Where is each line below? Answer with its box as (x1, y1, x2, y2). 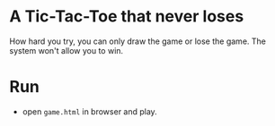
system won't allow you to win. (9, 45, 124, 55)
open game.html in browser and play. (22, 105, 157, 117)
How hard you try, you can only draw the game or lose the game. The (9, 36, 267, 46)
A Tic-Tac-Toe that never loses (9, 6, 244, 27)
